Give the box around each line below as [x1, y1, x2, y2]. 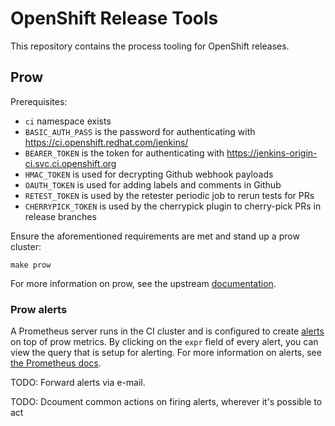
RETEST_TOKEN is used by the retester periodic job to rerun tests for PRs [24, 189, 315, 201]
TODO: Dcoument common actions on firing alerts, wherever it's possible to [10, 396, 323, 408]
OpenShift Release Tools [10, 7, 219, 30]
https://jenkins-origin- [226, 147, 318, 159]
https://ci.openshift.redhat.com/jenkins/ [24, 136, 189, 148]
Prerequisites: [10, 95, 68, 107]
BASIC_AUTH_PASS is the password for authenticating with [24, 125, 256, 137]
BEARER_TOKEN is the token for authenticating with [24, 147, 225, 159]
